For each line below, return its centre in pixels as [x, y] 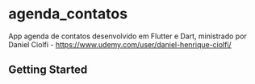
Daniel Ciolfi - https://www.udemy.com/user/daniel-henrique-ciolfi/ [120, 44]
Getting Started [48, 70]
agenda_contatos [68, 14]
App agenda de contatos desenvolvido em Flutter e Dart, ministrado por [128, 36]
